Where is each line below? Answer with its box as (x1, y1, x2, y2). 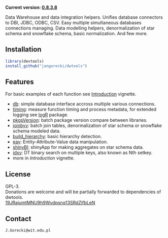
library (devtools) (5, 59, 44, 64)
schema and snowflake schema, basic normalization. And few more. (5, 31, 148, 36)
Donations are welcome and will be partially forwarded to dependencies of (5, 189, 161, 195)
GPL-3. (5, 183, 20, 190)
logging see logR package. (12, 112, 69, 118)
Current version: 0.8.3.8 (5, 5, 57, 10)
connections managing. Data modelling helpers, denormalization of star (5, 25, 155, 31)
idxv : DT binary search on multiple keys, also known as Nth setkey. (12, 150, 153, 156)
